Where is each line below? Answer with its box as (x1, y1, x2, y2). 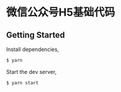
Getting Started (6, 29, 65, 40)
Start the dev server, (6, 68, 57, 75)
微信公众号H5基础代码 (6, 5, 116, 19)
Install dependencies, (6, 46, 59, 53)
